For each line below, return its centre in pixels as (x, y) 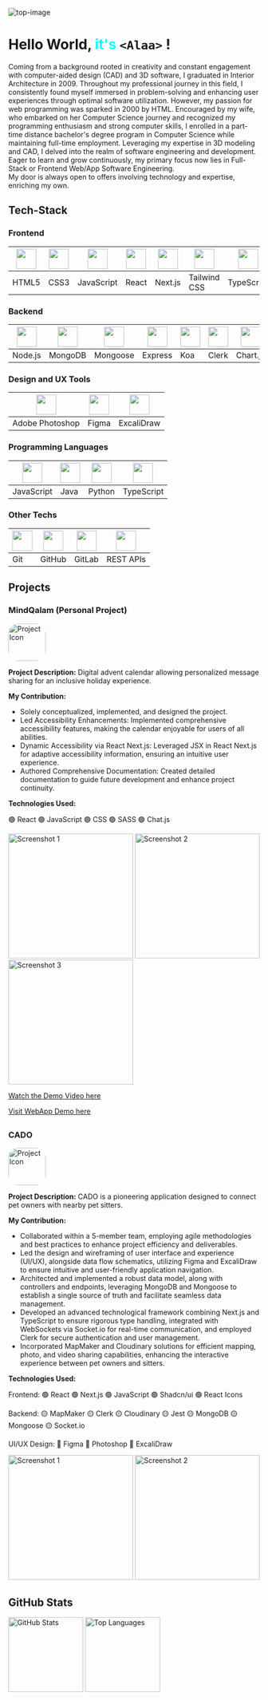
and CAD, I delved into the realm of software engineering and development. (132, 151)
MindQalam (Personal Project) (68, 611)
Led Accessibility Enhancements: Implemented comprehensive (123, 720)
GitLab (87, 559)
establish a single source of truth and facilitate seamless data (120, 1295)
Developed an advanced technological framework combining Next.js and (140, 1312)
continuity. (37, 788)
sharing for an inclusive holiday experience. (80, 680)
